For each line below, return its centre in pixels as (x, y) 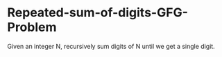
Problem (32, 27)
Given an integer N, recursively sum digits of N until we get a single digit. (111, 46)
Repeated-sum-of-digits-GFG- (98, 13)
